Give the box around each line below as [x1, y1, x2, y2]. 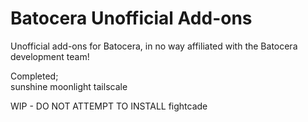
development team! [10, 50, 90, 62]
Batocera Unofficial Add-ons [10, 7, 253, 30]
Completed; [10, 70, 59, 82]
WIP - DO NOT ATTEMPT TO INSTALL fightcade [10, 100, 208, 112]
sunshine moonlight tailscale [10, 80, 128, 92]
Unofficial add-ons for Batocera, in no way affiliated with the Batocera [10, 40, 298, 52]
